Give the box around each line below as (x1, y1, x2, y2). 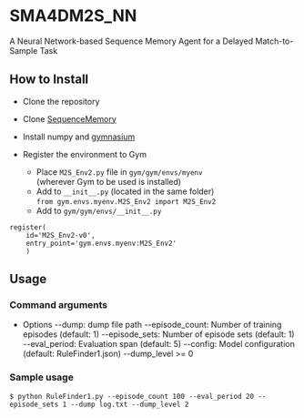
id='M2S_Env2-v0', (25, 230, 96, 240)
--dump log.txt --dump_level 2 (70, 400, 189, 409)
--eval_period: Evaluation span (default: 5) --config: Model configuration (22, 339, 296, 350)
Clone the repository (22, 96, 100, 107)
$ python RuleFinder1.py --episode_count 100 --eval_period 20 (9, 392, 255, 401)
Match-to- (254, 36, 294, 46)
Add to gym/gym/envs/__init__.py (35, 205, 162, 216)
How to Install (9, 72, 89, 87)
